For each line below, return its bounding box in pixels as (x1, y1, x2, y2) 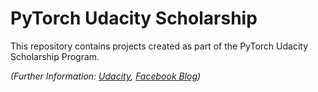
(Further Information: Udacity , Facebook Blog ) (10, 70, 202, 82)
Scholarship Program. (10, 50, 100, 62)
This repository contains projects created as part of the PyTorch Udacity (10, 40, 309, 52)
